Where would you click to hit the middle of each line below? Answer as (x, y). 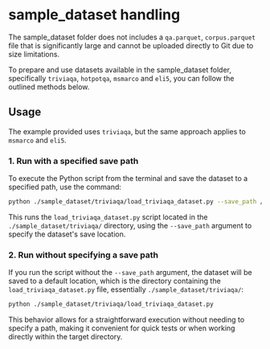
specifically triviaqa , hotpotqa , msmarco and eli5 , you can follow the (121, 78)
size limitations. (34, 54)
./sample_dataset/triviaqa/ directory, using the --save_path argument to (130, 225)
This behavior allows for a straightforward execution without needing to (127, 320)
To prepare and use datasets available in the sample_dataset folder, (120, 69)
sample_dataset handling (94, 15)
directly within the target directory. (65, 337)
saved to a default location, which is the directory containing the (115, 281)
